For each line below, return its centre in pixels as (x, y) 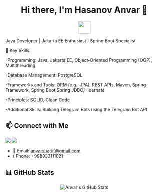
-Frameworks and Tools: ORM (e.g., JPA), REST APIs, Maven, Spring (76, 85)
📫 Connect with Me (37, 126)
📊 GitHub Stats (30, 173)
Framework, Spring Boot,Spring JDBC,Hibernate (55, 90)
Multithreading (20, 65)
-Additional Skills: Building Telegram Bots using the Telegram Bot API (76, 109)
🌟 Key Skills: (18, 50)
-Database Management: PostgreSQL (44, 75)
